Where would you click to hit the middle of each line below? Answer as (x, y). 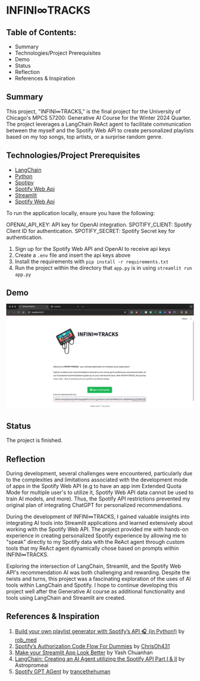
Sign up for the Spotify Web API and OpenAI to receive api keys (93, 248)
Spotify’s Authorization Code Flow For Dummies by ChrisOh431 (92, 646)
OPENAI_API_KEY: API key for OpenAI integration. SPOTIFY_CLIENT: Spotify (99, 225)
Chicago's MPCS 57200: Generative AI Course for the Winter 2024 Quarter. (99, 117)
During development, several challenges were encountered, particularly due (99, 474)
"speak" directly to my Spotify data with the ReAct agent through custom (96, 542)
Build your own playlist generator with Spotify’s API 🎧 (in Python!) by (100, 631)
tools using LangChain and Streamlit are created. (66, 598)
